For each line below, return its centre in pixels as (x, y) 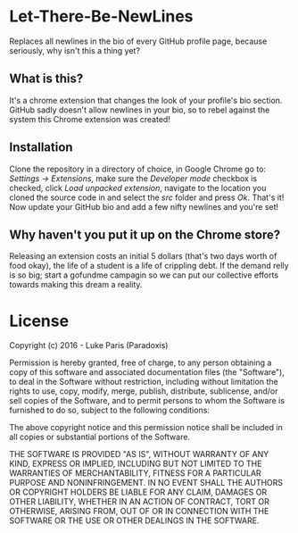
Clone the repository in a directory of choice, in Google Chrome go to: (137, 169)
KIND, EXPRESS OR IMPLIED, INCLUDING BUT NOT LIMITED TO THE (136, 464)
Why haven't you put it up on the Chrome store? (145, 234)
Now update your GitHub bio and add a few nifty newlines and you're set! (144, 206)
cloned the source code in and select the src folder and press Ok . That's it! (147, 197)
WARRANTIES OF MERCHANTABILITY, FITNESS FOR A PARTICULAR (135, 473)
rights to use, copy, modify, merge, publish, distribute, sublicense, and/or (144, 391)
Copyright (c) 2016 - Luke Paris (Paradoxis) (89, 346)
